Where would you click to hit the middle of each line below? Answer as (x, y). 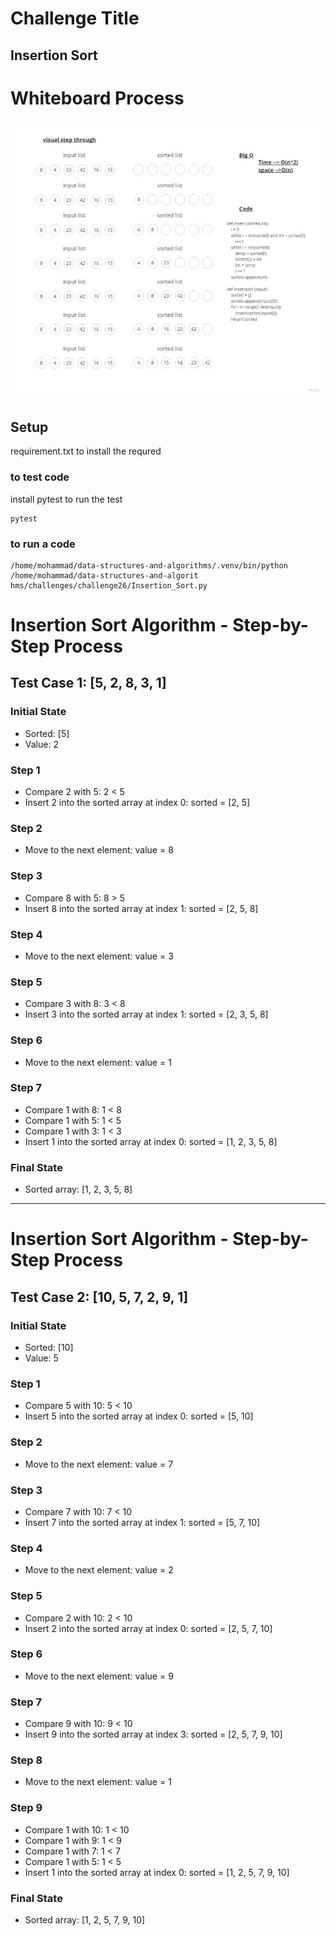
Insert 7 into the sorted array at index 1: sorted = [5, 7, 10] (142, 1522)
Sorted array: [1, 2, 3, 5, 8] (78, 1189)
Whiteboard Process (97, 98)
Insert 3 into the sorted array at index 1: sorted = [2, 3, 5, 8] (146, 1014)
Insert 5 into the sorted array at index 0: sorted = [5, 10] (139, 1416)
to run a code (43, 544)
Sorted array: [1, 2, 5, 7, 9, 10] (85, 1919)
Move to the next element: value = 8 (99, 850)
